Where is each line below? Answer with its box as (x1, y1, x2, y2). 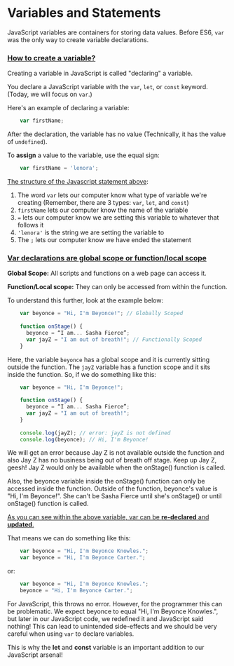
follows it (17, 220, 44, 229)
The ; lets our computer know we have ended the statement (17, 235, 191, 244)
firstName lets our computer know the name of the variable (17, 206, 188, 214)
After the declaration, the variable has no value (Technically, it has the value (7, 130, 226, 138)
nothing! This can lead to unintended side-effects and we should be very (7, 622, 217, 630)
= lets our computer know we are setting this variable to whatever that (17, 213, 219, 222)
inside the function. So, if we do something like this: (7, 370, 156, 378)
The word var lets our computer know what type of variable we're (17, 191, 207, 199)
